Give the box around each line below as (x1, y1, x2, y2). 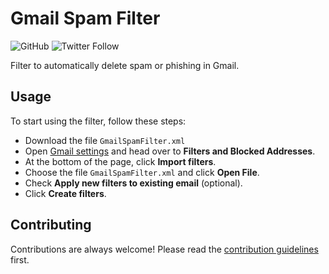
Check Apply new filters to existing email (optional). (24, 177, 243, 189)
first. (10, 253, 30, 266)
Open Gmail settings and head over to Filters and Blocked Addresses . (24, 145, 316, 157)
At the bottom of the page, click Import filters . (24, 155, 217, 167)
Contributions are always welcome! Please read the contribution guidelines (10, 243, 319, 255)
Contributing (10, 217, 92, 234)
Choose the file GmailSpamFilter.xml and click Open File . (24, 166, 260, 178)
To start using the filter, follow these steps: (10, 115, 187, 127)
